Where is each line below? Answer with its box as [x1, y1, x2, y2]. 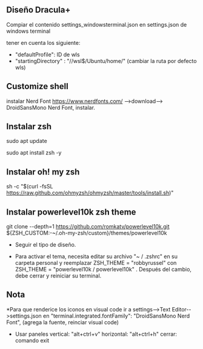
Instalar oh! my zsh [6, 167, 80, 177]
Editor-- [171, 305, 191, 313]
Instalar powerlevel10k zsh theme [6, 207, 136, 217]
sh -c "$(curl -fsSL [6, 183, 53, 190]
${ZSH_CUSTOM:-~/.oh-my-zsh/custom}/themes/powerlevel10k [6, 230, 167, 237]
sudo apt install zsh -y [6, 149, 62, 156]
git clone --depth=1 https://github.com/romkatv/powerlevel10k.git [6, 223, 170, 230]
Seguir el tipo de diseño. [15, 241, 76, 248]
